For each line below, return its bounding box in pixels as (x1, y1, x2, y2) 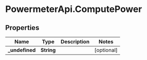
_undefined (8, 46, 36, 53)
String (40, 46, 56, 53)
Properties (5, 23, 40, 32)
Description (60, 38, 90, 45)
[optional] (94, 46, 118, 53)
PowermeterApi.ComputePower (5, 3, 142, 15)
